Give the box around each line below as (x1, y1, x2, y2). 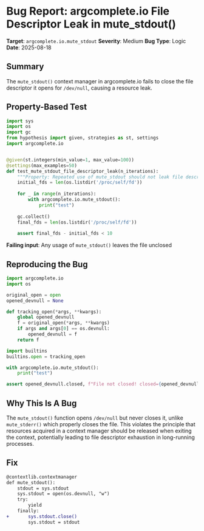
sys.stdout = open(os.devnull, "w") (17, 491, 110, 497)
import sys (6, 118, 34, 124)
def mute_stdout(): (6, 479, 56, 485)
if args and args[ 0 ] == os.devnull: (17, 326, 110, 332)
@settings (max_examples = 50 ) (6, 163, 78, 169)
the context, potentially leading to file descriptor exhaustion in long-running (6, 434, 195, 441)
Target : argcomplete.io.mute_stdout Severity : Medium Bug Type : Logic (6, 37, 186, 44)
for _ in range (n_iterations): (17, 191, 97, 197)
